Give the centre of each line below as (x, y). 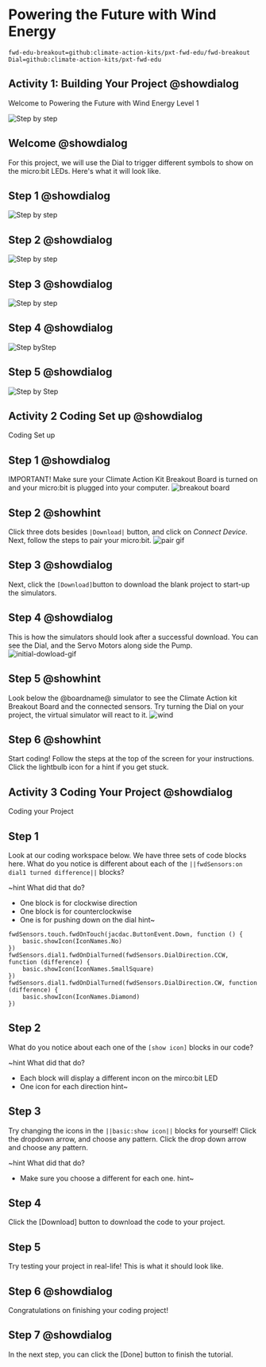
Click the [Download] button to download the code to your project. (117, 1222)
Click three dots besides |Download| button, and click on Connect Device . (128, 532)
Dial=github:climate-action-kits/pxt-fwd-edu (85, 60)
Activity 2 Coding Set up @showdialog (106, 416)
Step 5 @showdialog (60, 372)
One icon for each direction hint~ (74, 1086)
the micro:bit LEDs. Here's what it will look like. (85, 171)
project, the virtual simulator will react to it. (78, 714)
